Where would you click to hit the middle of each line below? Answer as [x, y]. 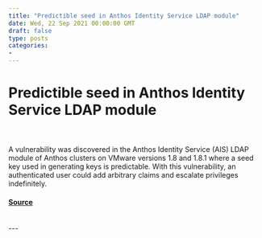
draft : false [30, 31]
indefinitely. [27, 183]
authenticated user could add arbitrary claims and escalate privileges [123, 174]
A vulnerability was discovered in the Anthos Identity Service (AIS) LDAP [129, 149]
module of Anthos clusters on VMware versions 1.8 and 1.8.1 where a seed [131, 158]
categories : [28, 46]
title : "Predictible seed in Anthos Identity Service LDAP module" [124, 16]
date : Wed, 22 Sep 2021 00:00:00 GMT [72, 23]
